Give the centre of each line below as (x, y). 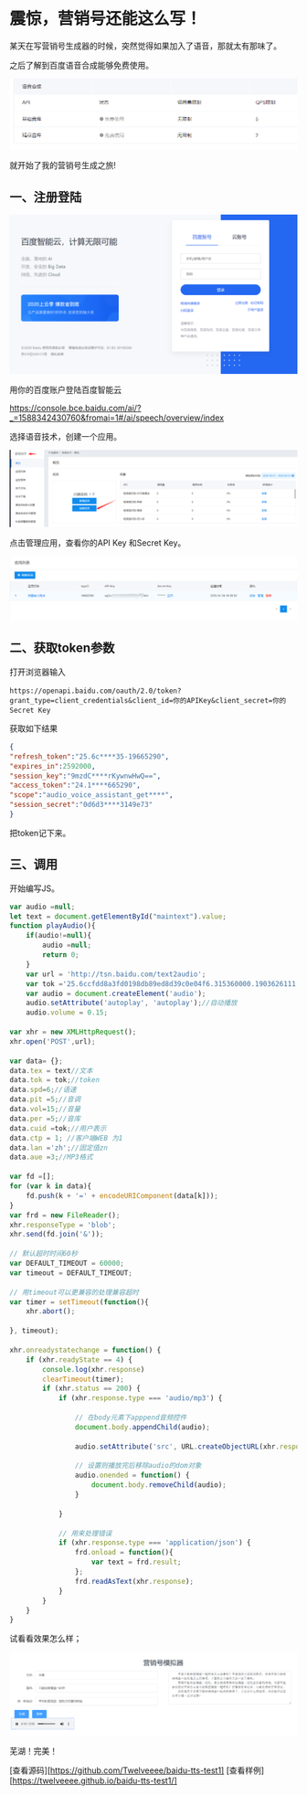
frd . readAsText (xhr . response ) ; (134, 1581)
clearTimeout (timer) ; (84, 1379)
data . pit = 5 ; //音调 (45, 1099)
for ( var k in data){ (51, 1186)
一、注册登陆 (46, 197)
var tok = (45, 983)
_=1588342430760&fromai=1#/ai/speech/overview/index (117, 418)
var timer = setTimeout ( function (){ (79, 1302)
